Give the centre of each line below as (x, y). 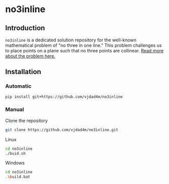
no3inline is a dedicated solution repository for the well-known (71, 40)
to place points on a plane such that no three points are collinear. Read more (84, 51)
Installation (23, 72)
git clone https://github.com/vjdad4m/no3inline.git (62, 130)
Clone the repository (26, 120)
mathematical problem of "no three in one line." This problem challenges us (84, 45)
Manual (15, 109)
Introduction (25, 28)
